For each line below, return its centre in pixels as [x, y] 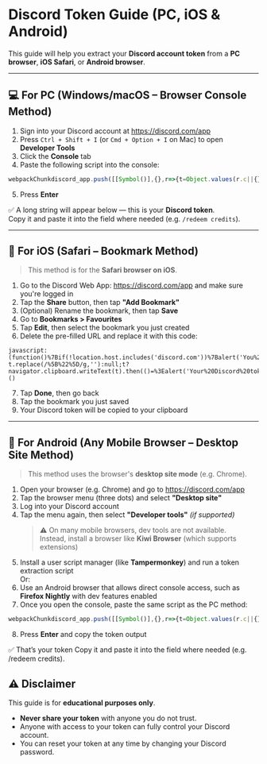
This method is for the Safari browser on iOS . [102, 270]
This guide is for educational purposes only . [82, 702]
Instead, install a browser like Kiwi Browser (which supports [138, 538]
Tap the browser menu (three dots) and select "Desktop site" [121, 498]
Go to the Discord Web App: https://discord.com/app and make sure [132, 286]
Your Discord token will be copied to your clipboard [104, 410]
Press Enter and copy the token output [83, 635]
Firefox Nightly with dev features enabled [88, 596]
